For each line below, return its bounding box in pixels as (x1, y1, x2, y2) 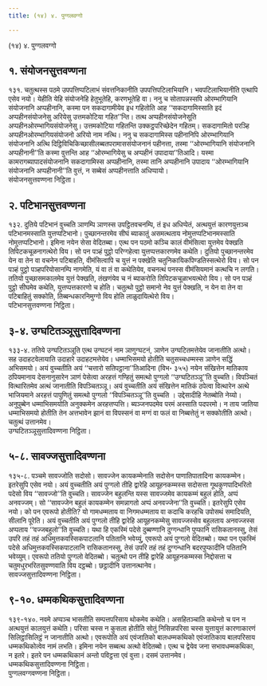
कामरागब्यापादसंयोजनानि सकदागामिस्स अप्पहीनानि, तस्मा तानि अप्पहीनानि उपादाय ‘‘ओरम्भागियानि (8, 157, 249, 167)
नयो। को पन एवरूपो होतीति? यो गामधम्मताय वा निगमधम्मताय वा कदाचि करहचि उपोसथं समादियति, (8, 507, 252, 516)
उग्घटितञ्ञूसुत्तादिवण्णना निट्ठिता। (8, 426, 92, 436)
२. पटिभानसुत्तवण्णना (8, 199, 86, 212)
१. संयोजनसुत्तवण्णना (8, 65, 87, 78)
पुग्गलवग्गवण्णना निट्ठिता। (8, 668, 71, 678)
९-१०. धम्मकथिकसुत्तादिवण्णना (8, 593, 124, 607)
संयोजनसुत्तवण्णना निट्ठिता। (8, 175, 76, 184)
